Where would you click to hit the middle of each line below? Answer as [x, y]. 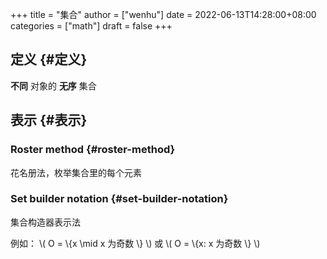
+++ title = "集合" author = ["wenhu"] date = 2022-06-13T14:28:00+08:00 [163, 14]
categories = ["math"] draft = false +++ [91, 26]
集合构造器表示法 [45, 222]
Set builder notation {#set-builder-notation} [119, 199]
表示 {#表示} [49, 120]
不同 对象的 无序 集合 [53, 85]
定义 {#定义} [49, 59]
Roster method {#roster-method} [93, 150]
